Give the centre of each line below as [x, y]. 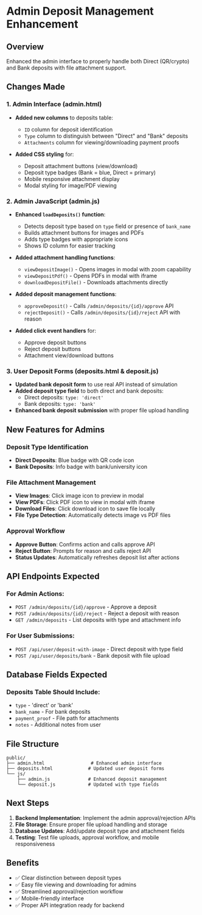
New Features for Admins [56, 429]
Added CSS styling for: [44, 154]
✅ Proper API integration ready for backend [70, 905]
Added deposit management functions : [66, 294]
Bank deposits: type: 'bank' [60, 404]
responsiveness [35, 844]
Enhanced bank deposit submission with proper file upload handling [102, 410]
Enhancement [42, 24]
